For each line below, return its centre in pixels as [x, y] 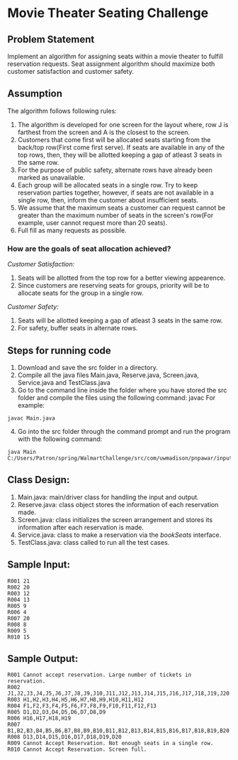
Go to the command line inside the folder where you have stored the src [122, 390]
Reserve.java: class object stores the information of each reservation [118, 504]
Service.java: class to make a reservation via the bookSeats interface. [119, 535]
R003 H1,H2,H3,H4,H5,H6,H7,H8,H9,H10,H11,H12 [75, 700]
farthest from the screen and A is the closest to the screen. [103, 132]
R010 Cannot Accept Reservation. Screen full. [77, 750]
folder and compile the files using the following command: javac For [117, 397]
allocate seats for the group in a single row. [80, 293]
